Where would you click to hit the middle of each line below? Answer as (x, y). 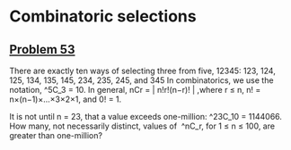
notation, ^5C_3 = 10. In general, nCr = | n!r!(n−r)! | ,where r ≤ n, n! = (135, 90)
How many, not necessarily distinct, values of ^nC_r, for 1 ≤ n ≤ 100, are (142, 126)
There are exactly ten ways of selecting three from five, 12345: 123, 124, (142, 71)
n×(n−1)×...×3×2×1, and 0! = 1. (66, 99)
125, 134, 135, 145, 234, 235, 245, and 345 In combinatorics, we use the (141, 80)
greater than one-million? (56, 135)
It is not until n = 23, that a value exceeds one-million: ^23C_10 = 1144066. (146, 117)
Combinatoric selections (103, 17)
